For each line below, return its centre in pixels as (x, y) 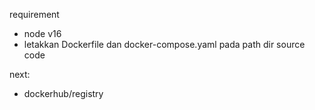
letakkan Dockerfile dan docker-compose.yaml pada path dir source (164, 44)
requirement (34, 14)
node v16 (42, 33)
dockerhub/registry (63, 93)
